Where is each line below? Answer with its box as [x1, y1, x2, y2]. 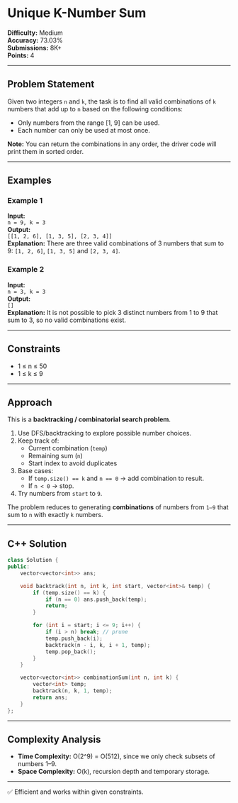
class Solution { [7, 557, 59, 564]
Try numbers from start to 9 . [17, 489, 103, 498]
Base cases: [17, 467, 54, 475]
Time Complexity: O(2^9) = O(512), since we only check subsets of [17, 752, 216, 760]
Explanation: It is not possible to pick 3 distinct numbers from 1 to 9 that [7, 308, 218, 316]
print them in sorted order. [7, 147, 84, 155]
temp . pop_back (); [45, 648, 97, 655]
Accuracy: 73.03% [7, 35, 63, 44]
